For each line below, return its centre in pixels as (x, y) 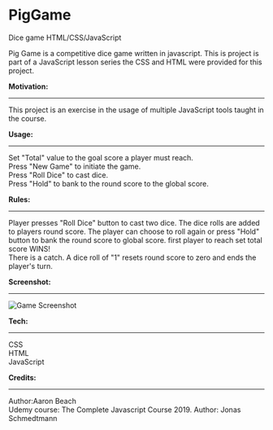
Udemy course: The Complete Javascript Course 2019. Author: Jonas (125, 410)
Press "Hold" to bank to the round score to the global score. (109, 183)
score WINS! (30, 248)
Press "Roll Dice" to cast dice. (58, 175)
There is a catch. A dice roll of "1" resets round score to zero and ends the (132, 257)
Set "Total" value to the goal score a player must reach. (101, 157)
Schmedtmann (33, 418)
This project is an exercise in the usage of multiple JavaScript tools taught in (136, 110)
